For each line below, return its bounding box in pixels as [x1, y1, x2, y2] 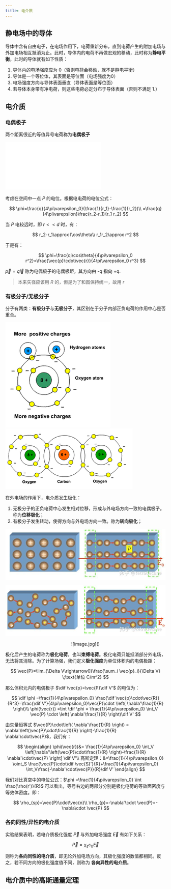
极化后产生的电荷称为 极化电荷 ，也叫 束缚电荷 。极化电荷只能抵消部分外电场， [5, 651, 166, 657]
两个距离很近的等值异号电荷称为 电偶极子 [5, 131, 90, 137]
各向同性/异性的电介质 [5, 819, 60, 826]
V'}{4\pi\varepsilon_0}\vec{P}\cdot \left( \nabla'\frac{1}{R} [41, 700, 164, 707]
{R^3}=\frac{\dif [7, 700, 41, 707]
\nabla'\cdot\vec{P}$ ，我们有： [5, 733, 72, 740]
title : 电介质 [5, 8, 33, 13]
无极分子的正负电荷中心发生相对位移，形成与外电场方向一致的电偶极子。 [12, 505, 164, 511]
